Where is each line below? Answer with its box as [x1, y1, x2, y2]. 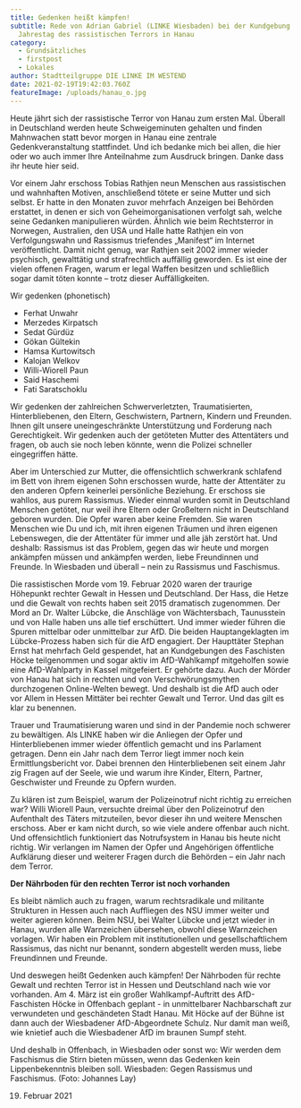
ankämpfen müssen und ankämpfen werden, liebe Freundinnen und [10, 552, 259, 563]
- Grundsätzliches [18, 47, 88, 56]
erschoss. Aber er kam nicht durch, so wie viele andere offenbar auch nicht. [10, 822, 290, 833]
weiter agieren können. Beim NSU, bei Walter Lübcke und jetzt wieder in [10, 915, 275, 925]
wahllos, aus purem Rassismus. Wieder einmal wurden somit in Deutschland [10, 494, 290, 505]
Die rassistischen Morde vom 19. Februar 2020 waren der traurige [10, 579, 253, 589]
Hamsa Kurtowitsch [22, 346, 96, 356]
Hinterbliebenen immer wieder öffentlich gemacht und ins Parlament [10, 738, 262, 749]
